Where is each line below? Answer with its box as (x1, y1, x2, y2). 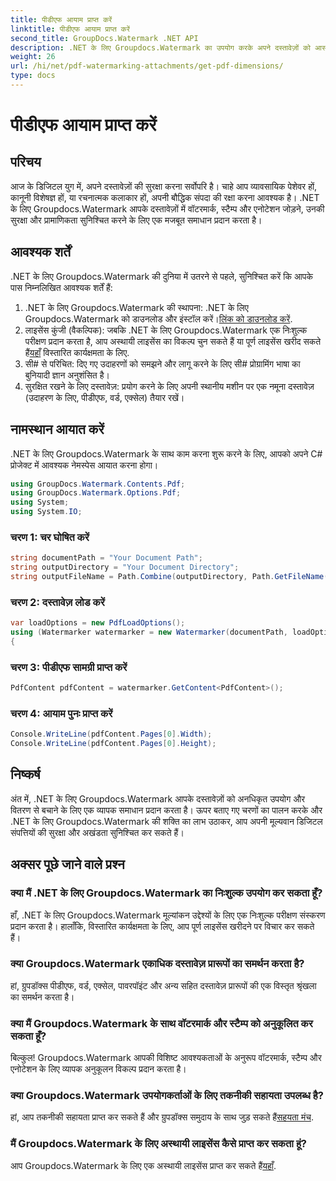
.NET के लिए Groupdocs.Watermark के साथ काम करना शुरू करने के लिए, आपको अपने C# (10, 447, 323, 460)
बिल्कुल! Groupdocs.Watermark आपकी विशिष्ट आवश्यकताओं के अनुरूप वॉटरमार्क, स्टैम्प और (10, 1052, 322, 1064)
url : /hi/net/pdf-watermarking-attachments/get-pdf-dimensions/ (10, 61, 284, 71)
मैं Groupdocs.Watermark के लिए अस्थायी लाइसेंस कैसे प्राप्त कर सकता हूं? (10, 1137, 308, 1151)
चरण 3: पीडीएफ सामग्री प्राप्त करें (10, 660, 128, 674)
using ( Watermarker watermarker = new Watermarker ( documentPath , (10, 627, 288, 638)
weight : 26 (10, 52, 56, 62)
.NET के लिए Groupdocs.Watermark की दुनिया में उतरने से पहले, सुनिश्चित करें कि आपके (10, 270, 313, 282)
